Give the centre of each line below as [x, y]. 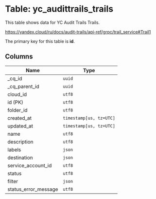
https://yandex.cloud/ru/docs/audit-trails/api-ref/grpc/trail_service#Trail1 [78, 32]
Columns [19, 57]
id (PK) [15, 102]
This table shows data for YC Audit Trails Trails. [52, 22]
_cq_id [15, 78]
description [20, 142]
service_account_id [30, 165]
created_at [20, 118]
